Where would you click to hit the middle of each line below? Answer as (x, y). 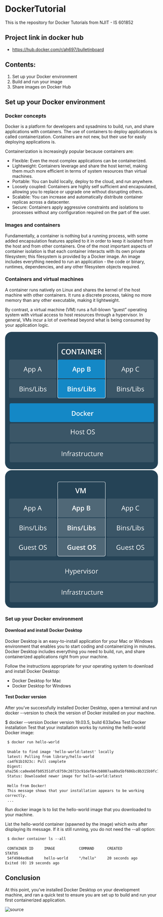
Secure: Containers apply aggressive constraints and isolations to (78, 207)
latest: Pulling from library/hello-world (51, 757)
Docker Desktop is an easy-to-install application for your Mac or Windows (79, 641)
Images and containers (33, 225)
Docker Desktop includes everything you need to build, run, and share (75, 651)
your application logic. (27, 325)
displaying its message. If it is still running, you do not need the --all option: (80, 829)
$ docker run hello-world (33, 742)
